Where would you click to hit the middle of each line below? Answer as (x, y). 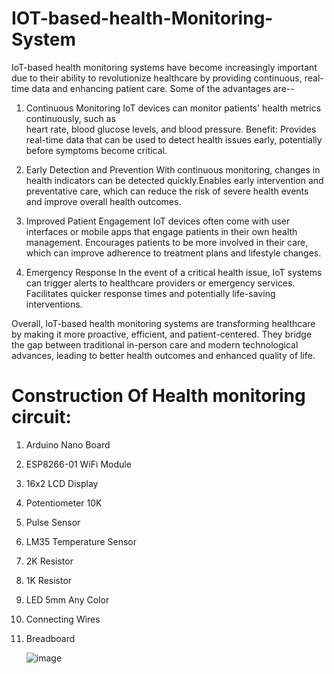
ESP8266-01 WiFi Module (78, 464)
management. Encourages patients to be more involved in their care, (167, 242)
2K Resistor (49, 561)
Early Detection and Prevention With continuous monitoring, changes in (173, 169)
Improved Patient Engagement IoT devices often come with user (158, 221)
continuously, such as (70, 118)
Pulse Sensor (53, 522)
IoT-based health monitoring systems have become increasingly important (164, 67)
